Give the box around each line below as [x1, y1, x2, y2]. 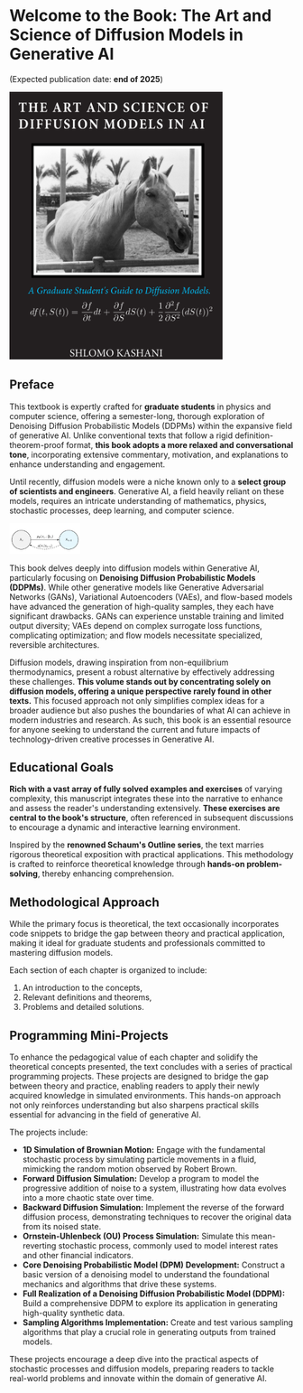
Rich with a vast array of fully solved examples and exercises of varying [9, 783, 283, 795]
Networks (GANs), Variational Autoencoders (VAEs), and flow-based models [9, 591, 293, 602]
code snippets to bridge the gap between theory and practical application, [9, 928, 286, 940]
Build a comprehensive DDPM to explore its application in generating [22, 1298, 278, 1309]
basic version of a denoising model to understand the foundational [22, 1269, 270, 1280]
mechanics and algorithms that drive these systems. [22, 1279, 217, 1290]
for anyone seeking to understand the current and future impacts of [9, 724, 261, 734]
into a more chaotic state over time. [22, 1192, 155, 1203]
